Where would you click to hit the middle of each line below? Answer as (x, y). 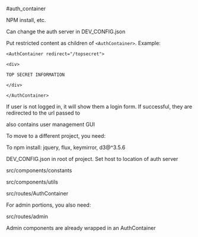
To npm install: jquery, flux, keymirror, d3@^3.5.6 (66, 147)
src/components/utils (32, 182)
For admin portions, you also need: (49, 205)
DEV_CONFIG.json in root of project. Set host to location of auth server (92, 159)
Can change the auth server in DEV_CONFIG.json (66, 31)
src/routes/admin (27, 217)
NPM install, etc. (26, 20)
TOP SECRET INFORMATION (36, 75)
